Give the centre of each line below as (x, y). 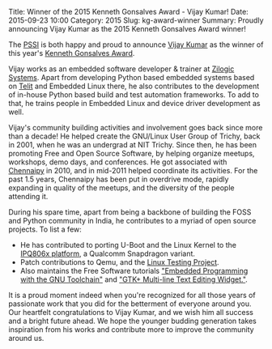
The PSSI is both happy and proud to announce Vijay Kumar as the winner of (136, 45)
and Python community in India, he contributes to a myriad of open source (132, 221)
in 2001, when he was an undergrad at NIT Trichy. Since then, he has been (133, 145)
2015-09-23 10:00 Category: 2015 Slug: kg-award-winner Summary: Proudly (136, 20)
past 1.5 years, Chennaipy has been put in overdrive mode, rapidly (119, 179)
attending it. (28, 196)
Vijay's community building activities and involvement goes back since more (136, 128)
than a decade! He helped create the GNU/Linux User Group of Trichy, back (134, 136)
